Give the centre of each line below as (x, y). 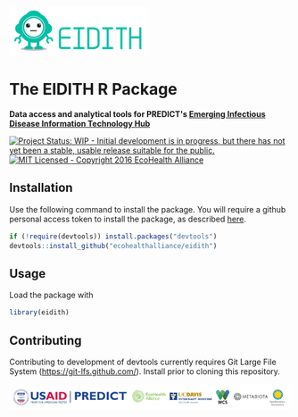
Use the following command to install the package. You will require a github (148, 209)
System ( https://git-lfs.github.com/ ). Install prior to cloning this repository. (145, 371)
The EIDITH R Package (94, 90)
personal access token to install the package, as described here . (128, 219)
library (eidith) (39, 313)
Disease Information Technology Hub (80, 123)
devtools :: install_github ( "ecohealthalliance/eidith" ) (113, 246)
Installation (41, 188)
